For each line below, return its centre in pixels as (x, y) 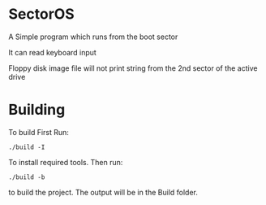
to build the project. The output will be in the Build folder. (103, 192)
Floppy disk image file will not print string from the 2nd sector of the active (133, 68)
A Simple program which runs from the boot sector (93, 37)
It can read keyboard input (53, 52)
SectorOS (41, 14)
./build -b (27, 177)
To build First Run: (39, 132)
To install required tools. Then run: (66, 162)
